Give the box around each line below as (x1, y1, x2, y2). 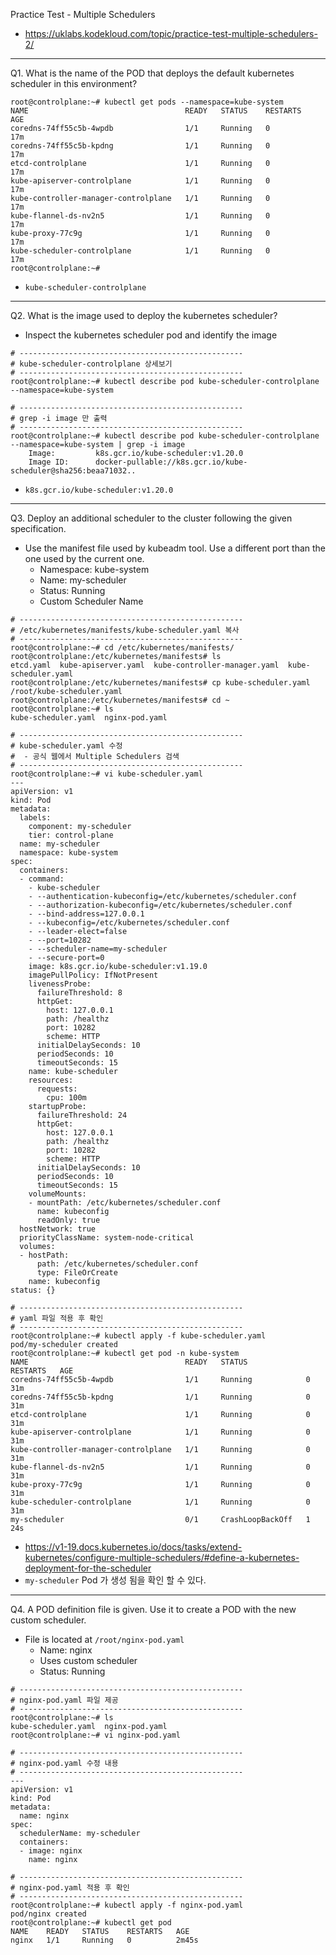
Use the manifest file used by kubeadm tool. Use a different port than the (24, 542, 327, 554)
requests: (36, 1084, 78, 1094)
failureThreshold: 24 (36, 1110, 128, 1120)
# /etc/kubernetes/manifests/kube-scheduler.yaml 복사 (10, 625, 240, 635)
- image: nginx (19, 1846, 83, 1856)
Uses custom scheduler (39, 1655, 138, 1666)
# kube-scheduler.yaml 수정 (10, 741, 123, 751)
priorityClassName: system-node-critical (19, 1233, 195, 1243)
